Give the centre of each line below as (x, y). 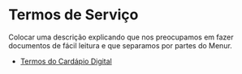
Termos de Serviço (73, 15)
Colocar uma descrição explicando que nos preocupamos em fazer (121, 37)
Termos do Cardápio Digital (66, 61)
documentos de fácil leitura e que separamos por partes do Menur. (121, 45)
